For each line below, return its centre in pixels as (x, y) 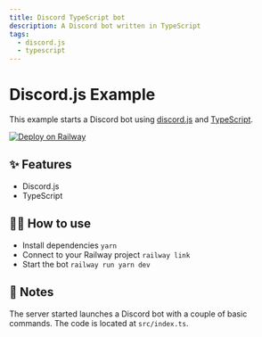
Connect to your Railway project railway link (106, 254)
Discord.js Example (82, 95)
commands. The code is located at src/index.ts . (99, 323)
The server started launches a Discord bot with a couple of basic (128, 314)
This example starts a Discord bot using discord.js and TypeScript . (131, 119)
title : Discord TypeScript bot (67, 17)
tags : (19, 34)
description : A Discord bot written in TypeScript (105, 26)
